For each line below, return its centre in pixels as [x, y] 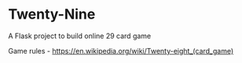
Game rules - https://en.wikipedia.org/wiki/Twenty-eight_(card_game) [121, 51]
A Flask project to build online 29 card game [80, 36]
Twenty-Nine [52, 14]
